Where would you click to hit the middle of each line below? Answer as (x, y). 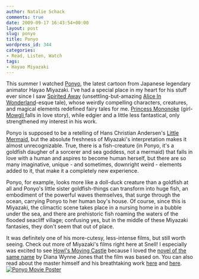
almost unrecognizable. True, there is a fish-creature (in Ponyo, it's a (90, 145)
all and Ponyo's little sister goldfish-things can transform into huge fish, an (97, 189)
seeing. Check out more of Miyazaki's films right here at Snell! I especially (97, 245)
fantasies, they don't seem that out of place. (60, 227)
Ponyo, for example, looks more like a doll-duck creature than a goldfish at (97, 182)
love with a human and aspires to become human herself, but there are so (96, 158)
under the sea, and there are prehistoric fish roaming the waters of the (92, 214)
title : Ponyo (22, 39)
